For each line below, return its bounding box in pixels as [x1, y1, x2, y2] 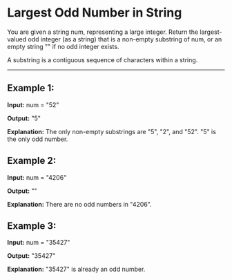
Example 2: [7, 155, 57, 167]
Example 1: [7, 82, 55, 94]
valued [7, 35, 27, 43]
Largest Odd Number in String [7, 5, 182, 21]
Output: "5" [7, 114, 41, 122]
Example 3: [7, 220, 57, 232]
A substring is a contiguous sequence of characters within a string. [7, 55, 198, 64]
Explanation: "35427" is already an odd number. [7, 265, 146, 274]
